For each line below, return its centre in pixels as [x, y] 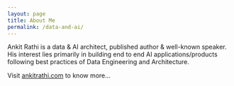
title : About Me [31, 20]
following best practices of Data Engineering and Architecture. [99, 62]
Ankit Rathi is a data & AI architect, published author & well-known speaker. [117, 47]
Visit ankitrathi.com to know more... [59, 75]
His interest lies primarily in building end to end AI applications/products [112, 54]
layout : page [27, 14]
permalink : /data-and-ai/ [45, 27]
